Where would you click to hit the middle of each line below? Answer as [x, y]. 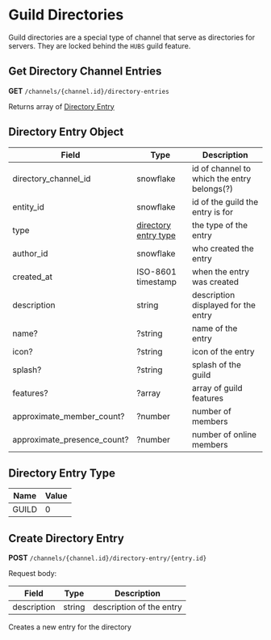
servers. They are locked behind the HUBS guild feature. [100, 45]
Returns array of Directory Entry [61, 106]
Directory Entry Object [66, 132]
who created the [223, 248]
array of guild [218, 388]
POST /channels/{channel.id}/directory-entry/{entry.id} [108, 558]
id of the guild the [225, 201]
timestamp [157, 282]
